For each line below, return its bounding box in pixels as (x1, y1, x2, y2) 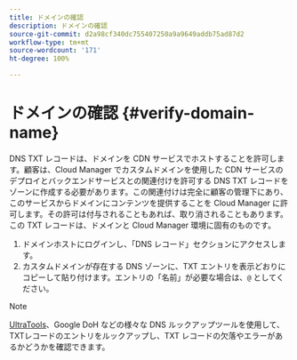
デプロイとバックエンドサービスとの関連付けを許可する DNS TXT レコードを (9, 175, 289, 186)
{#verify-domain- (121, 103, 255, 124)
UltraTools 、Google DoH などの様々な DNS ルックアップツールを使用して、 (9, 319, 285, 330)
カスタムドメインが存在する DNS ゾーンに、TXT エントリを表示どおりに (21, 260, 286, 271)
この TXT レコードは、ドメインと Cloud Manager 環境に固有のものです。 (9, 220, 276, 230)
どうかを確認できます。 (24, 341, 110, 352)
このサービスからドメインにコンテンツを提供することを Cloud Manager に (9, 197, 281, 208)
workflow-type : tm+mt (9, 37, 90, 47)
